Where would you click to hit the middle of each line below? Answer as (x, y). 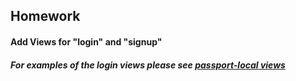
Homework (45, 16)
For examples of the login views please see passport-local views (148, 65)
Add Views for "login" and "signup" (86, 41)
